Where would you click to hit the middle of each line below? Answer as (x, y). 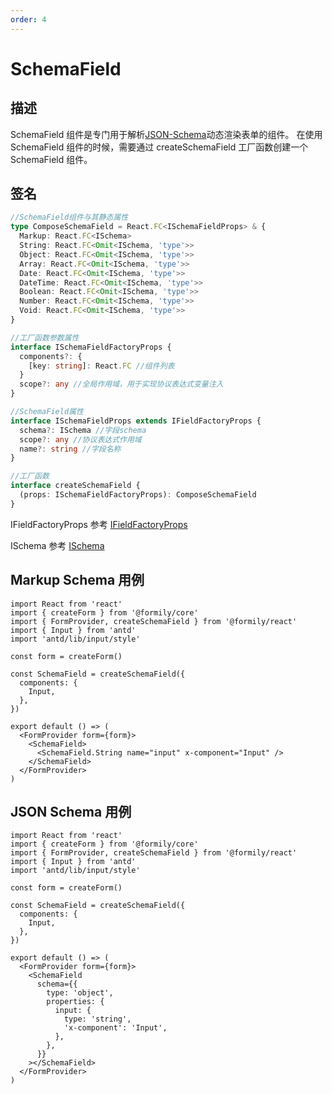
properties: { (75, 1002)
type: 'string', (97, 1019)
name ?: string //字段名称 (70, 449)
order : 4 (28, 19)
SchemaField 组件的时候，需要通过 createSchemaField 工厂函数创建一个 (159, 147)
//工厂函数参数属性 (45, 337)
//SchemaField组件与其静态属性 (69, 217)
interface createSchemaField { (75, 486)
